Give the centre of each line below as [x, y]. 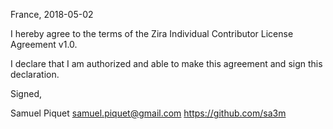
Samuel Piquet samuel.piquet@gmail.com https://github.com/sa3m [148, 113]
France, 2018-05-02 [52, 14]
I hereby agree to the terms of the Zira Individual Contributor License [152, 33]
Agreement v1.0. [44, 44]
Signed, [26, 93]
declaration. [35, 74]
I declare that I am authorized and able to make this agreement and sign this [166, 63]
